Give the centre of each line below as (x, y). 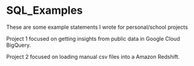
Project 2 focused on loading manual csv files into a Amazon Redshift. (93, 56)
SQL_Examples (45, 10)
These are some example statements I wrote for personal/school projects (97, 27)
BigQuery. (19, 45)
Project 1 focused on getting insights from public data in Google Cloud (93, 38)
